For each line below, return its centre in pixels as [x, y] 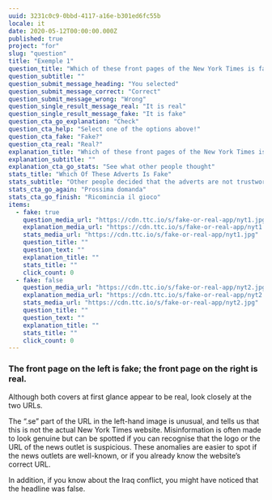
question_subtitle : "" [47, 76]
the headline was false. [47, 489]
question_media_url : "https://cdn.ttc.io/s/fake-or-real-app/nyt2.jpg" [146, 288]
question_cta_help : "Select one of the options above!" [104, 129]
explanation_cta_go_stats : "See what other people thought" [112, 167]
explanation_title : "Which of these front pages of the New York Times [132, 152]
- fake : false [39, 280]
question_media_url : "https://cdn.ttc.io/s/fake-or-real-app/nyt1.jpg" [146, 220]
